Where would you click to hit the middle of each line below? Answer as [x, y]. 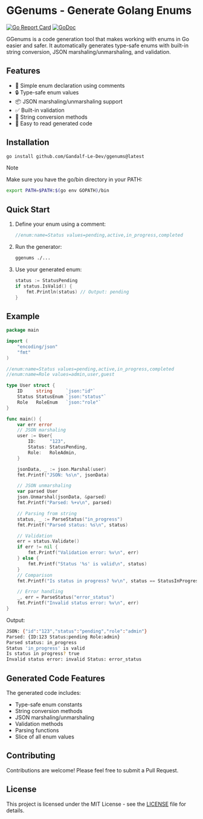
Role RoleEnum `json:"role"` [59, 402]
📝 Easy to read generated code [53, 123]
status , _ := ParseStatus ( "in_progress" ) [70, 519]
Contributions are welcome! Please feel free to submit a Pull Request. [92, 770]
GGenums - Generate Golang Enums [99, 11]
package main [23, 331]
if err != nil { [38, 547]
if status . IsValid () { [43, 286]
